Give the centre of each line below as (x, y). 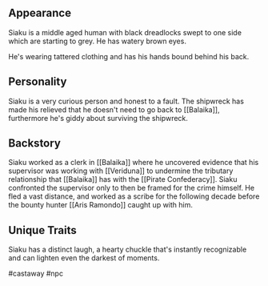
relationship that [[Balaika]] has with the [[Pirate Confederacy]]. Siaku (123, 179)
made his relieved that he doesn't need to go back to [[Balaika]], (114, 109)
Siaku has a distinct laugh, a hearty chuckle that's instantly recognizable (128, 250)
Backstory (35, 143)
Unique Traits (43, 230)
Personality (38, 82)
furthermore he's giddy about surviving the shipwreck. (98, 118)
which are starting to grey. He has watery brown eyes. (97, 41)
